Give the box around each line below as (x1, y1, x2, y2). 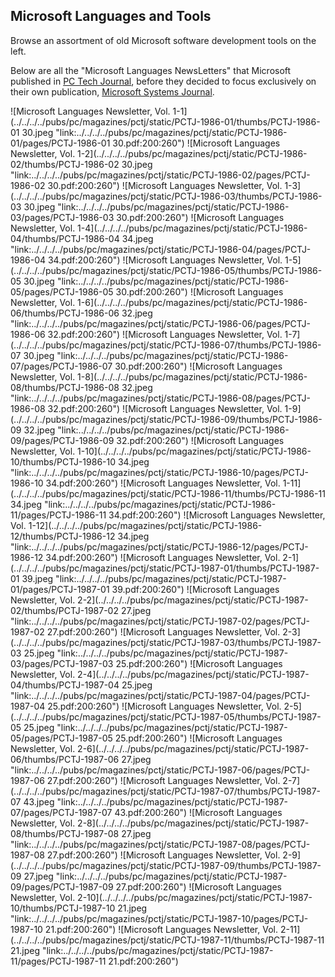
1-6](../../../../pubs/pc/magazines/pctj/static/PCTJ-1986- (77, 296, 308, 308)
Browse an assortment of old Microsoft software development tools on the (10, 34, 317, 46)
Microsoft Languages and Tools (10, 8, 212, 25)
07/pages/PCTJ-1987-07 (10, 806, 113, 818)
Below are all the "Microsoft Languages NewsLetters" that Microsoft (10, 64, 292, 76)
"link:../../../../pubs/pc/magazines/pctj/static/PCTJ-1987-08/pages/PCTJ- (10, 838, 311, 850)
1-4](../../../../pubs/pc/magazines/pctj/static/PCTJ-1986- (77, 222, 308, 234)
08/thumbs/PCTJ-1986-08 (10, 381, 120, 393)
